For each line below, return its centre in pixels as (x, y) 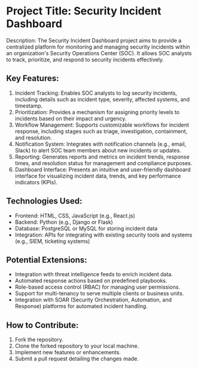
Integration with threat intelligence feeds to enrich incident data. (94, 274)
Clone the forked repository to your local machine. (77, 346)
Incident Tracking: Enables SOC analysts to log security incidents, (96, 93)
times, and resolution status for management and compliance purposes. (103, 163)
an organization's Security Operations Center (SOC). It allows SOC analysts (99, 53)
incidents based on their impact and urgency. (71, 118)
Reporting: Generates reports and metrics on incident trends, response (102, 157)
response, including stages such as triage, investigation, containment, (101, 131)
